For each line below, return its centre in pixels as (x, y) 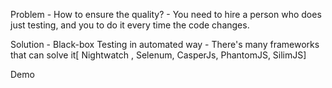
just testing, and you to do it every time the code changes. (130, 25)
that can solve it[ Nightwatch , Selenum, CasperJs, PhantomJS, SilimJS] (158, 55)
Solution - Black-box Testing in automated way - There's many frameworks (165, 44)
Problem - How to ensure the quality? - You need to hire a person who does (166, 14)
